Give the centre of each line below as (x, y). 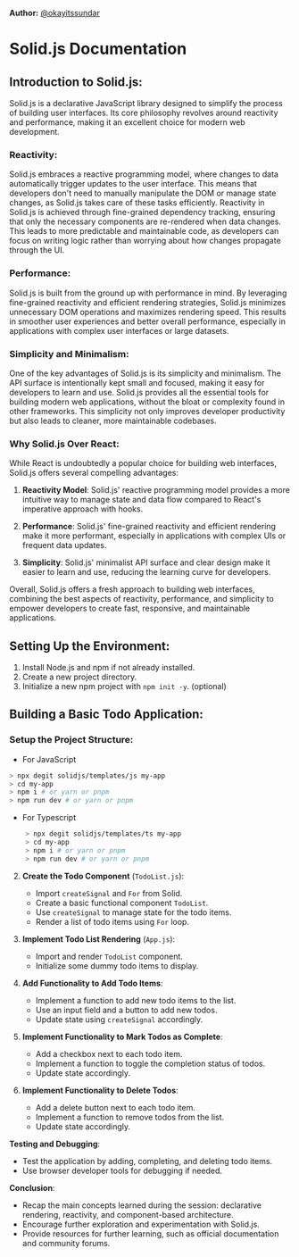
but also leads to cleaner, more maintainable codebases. (113, 420)
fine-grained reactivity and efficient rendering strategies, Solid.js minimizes (148, 302)
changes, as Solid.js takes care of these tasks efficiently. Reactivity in (137, 203)
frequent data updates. (64, 545)
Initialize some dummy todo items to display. (117, 966)
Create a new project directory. (79, 677)
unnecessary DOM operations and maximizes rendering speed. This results (148, 312)
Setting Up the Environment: (90, 646)
